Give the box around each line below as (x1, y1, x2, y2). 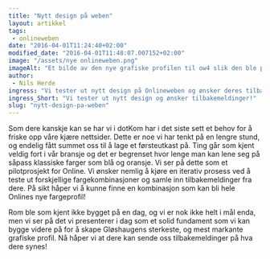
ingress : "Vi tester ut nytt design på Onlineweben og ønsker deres (8, 86, 243, 95)
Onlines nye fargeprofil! (8, 192, 86, 202)
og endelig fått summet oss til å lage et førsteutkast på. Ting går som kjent (8, 141, 255, 150)
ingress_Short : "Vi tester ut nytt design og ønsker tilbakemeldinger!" (8, 94, 257, 102)
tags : (8, 27, 27, 35)
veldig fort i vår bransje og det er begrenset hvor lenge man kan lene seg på (8, 150, 260, 159)
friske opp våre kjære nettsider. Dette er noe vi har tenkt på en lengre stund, (8, 132, 260, 142)
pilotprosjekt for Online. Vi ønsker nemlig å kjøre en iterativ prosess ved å (8, 166, 251, 176)
